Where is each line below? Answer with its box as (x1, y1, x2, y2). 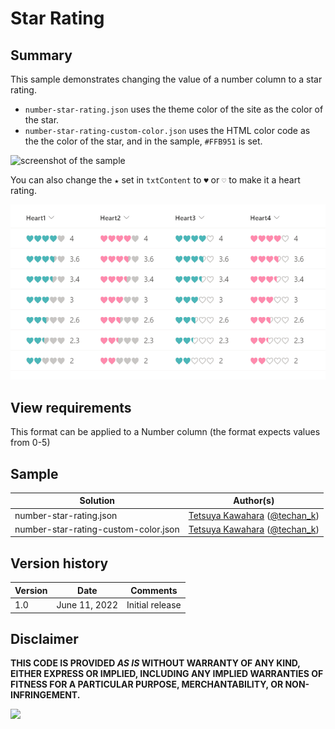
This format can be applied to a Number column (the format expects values (10, 426, 321, 438)
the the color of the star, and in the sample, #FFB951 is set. (24, 135, 263, 147)
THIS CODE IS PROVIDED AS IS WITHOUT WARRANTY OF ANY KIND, (10, 657, 301, 669)
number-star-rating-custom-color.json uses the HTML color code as (24, 125, 311, 136)
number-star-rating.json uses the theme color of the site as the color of (24, 103, 324, 115)
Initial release (126, 599, 182, 611)
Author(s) (233, 495, 275, 507)
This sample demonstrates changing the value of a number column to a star (10, 73, 323, 85)
